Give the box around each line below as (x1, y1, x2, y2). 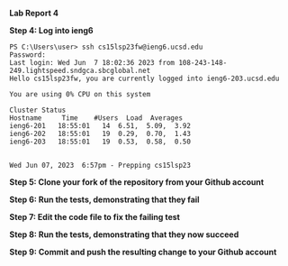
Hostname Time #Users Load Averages (9, 114, 183, 123)
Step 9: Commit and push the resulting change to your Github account (9, 247, 277, 257)
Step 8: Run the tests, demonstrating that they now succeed (9, 229, 239, 240)
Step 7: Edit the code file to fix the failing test (9, 212, 180, 222)
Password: (9, 50, 47, 60)
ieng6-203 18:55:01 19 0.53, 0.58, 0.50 (9, 137, 192, 146)
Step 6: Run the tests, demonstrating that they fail (9, 194, 200, 205)
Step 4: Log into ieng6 (9, 25, 94, 35)
